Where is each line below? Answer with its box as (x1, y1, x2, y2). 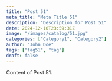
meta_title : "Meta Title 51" (6, 14, 78, 20)
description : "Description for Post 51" (6, 20, 107, 25)
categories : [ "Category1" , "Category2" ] (6, 36, 107, 42)
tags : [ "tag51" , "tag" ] (6, 47, 65, 53)
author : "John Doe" (6, 42, 54, 48)
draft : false (6, 53, 38, 59)
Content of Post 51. (6, 69, 53, 76)
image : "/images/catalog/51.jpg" (6, 31, 88, 37)
